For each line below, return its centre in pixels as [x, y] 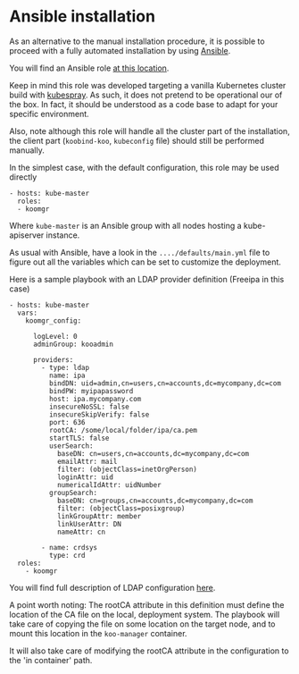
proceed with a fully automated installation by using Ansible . [120, 50]
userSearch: [71, 446]
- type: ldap [66, 367]
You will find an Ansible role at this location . [89, 68]
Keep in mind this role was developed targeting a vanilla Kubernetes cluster [148, 85]
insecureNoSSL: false [89, 407]
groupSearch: [73, 493]
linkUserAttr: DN [89, 524]
